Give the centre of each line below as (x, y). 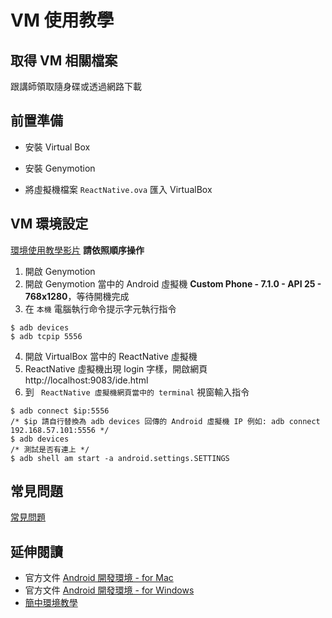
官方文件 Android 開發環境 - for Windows (109, 590)
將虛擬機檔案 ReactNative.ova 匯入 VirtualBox (118, 189)
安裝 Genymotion (60, 168)
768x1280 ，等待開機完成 (77, 296)
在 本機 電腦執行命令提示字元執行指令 (100, 308)
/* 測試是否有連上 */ (50, 449)
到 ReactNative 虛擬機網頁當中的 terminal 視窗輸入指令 (137, 392)
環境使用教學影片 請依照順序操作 (77, 250)
